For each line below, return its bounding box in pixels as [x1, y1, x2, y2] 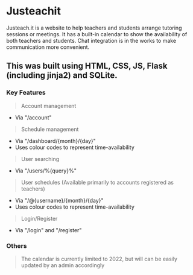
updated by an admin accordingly [21, 261, 105, 269]
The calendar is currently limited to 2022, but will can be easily [21, 255, 178, 262]
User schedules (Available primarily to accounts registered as [21, 179, 174, 186]
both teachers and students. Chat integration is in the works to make [6, 37, 177, 44]
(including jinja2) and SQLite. [6, 71, 118, 81]
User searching [21, 155, 60, 162]
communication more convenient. [6, 43, 90, 51]
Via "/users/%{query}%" [14, 167, 77, 174]
